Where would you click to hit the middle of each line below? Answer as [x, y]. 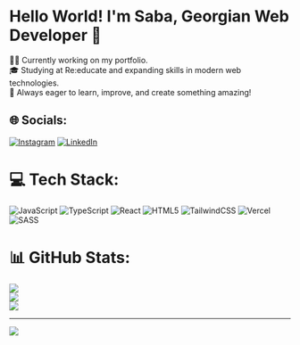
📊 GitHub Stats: [70, 257]
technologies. [34, 83]
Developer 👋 [55, 35]
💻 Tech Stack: [64, 179]
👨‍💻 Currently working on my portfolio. [79, 60]
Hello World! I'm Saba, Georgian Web [150, 16]
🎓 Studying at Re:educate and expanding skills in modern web [125, 70]
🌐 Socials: [38, 121]
